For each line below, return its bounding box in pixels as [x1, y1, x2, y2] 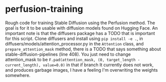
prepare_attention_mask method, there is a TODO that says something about [5, 46, 161, 52]
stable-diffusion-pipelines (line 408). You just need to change [5, 51, 131, 57]
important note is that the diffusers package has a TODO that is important [5, 30, 155, 36]
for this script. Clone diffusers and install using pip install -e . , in [5, 36, 143, 41]
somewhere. [5, 72, 31, 78]
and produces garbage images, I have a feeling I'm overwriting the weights [5, 67, 158, 73]
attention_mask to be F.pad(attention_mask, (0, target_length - [5, 56, 140, 62]
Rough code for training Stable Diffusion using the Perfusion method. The [5, 20, 155, 26]
